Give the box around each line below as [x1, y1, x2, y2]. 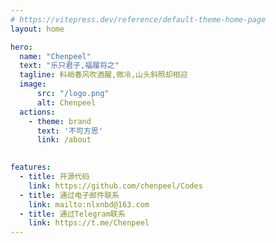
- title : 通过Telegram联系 [19, 209, 126, 219]
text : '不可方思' [36, 126, 103, 136]
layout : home [10, 24, 65, 34]
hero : [10, 42, 33, 52]
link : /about [36, 135, 92, 145]
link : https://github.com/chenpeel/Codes [28, 181, 203, 191]
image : [19, 79, 47, 90]
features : [10, 162, 52, 173]
